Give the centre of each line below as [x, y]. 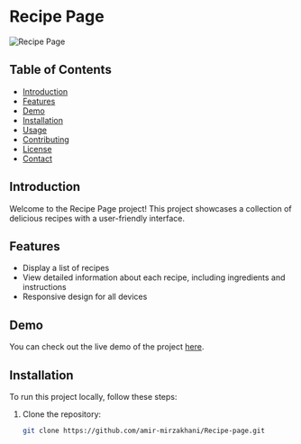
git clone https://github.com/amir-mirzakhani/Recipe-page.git [144, 430]
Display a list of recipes [66, 268]
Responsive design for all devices [85, 297]
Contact [37, 159]
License [37, 149]
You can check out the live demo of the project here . [107, 347]
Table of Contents [61, 70]
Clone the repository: [62, 414]
